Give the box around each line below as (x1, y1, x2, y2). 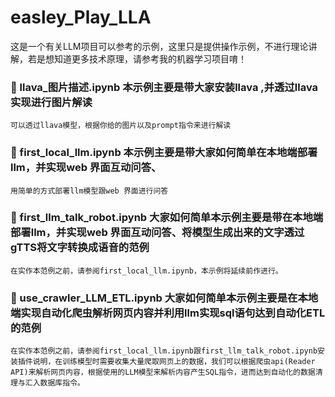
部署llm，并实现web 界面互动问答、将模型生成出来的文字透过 (10, 226, 305, 240)
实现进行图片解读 (10, 95, 93, 109)
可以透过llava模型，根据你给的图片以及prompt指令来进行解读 (10, 121, 232, 131)
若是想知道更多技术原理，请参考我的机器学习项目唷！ (27, 52, 247, 65)
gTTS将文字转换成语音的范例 (10, 241, 150, 255)
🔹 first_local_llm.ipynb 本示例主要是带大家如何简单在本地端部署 (10, 146, 318, 160)
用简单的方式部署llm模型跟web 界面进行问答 (10, 186, 169, 196)
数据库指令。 (39, 378, 85, 388)
